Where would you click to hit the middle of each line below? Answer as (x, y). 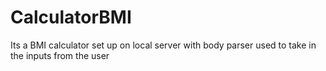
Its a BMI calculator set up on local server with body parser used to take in (163, 45)
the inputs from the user (60, 55)
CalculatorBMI (71, 17)
